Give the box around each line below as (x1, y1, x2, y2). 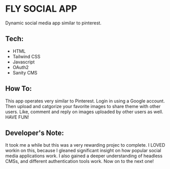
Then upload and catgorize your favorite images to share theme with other (5, 103, 161, 109)
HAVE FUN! (5, 114, 29, 120)
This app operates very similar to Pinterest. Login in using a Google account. (5, 97, 165, 104)
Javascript (12, 59, 35, 65)
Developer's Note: (5, 128, 64, 137)
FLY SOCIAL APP (5, 3, 77, 15)
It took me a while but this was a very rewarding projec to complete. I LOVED (5, 142, 165, 148)
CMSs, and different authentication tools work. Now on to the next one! (5, 158, 154, 164)
